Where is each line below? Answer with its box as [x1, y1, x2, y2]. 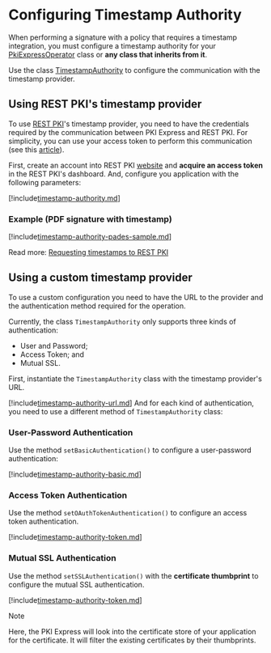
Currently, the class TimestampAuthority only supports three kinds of [8, 316, 236, 326]
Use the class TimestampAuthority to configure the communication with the [8, 65, 260, 74]
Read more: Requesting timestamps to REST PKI [8, 248, 169, 257]
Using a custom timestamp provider [8, 271, 193, 285]
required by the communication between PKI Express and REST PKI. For [8, 127, 248, 137]
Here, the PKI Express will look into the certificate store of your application [8, 626, 256, 636]
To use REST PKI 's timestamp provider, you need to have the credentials [8, 119, 249, 129]
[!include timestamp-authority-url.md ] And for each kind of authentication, [8, 398, 255, 408]
